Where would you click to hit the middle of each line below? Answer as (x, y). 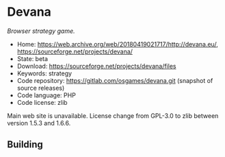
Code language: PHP (47, 95)
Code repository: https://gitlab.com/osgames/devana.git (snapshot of (115, 80)
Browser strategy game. (41, 31)
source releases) (41, 88)
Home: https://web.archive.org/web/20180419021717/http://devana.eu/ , (118, 44)
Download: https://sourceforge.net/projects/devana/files (96, 66)
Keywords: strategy (44, 73)
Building (25, 145)
